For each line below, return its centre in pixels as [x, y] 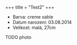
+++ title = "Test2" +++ [30, 7]
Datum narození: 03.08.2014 [42, 22]
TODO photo [18, 37]
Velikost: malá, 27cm [34, 27]
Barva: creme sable [33, 17]
